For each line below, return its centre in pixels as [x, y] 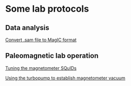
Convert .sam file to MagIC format [41, 40]
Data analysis [27, 28]
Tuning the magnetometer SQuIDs [41, 68]
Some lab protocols [47, 9]
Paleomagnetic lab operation [52, 56]
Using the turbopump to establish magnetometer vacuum [65, 78]
